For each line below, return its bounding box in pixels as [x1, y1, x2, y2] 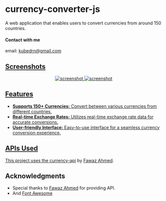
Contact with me [5, 36, 40, 43]
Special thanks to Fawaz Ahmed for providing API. [12, 185, 116, 191]
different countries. [12, 108, 52, 114]
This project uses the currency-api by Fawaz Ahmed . [5, 157, 114, 163]
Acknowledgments [5, 172, 66, 180]
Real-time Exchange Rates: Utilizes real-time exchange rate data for [12, 114, 154, 120]
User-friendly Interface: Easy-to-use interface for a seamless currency [12, 124, 160, 130]
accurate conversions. [12, 119, 58, 125]
